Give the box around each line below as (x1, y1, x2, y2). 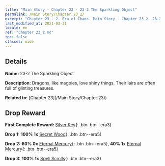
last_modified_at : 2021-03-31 (5, 21, 67, 26)
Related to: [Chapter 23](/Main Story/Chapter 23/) (5, 94, 107, 101)
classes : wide (5, 39, 34, 44)
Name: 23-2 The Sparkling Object (5, 70, 74, 76)
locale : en (5, 26, 27, 30)
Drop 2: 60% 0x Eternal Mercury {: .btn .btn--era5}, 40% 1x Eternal (5, 141, 141, 147)
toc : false (5, 35, 27, 40)
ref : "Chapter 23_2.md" (5, 30, 54, 35)
